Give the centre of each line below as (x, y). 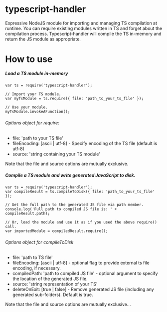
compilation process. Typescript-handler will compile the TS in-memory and (83, 33)
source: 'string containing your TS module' (56, 154)
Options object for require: (32, 122)
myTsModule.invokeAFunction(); (38, 112)
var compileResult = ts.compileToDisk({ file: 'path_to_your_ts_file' (80, 192)
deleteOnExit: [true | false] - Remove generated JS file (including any (83, 289)
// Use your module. (27, 107)
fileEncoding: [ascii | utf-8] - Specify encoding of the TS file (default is (85, 143)
